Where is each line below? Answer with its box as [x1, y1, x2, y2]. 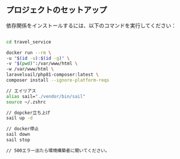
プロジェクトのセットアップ [6, 5, 107, 15]
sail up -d [6, 115, 33, 121]
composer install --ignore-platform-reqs [6, 77, 110, 84]
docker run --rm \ [6, 49, 51, 56]
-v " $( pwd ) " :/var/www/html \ [6, 61, 78, 66]
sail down [6, 132, 31, 138]
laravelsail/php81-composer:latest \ [6, 72, 99, 78]
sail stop [6, 137, 31, 143]
